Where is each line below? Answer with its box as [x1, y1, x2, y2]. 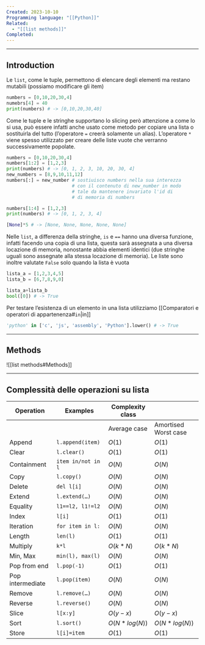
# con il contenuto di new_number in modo [71, 182, 182, 189]
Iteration [9, 522, 34, 531]
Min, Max [9, 552, 36, 560]
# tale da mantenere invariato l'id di [71, 189, 173, 195]
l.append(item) [56, 439, 101, 446]
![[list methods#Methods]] [6, 361, 72, 369]
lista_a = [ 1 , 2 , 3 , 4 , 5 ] [6, 271, 64, 277]
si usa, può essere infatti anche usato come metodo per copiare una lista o [6, 123, 194, 131]
